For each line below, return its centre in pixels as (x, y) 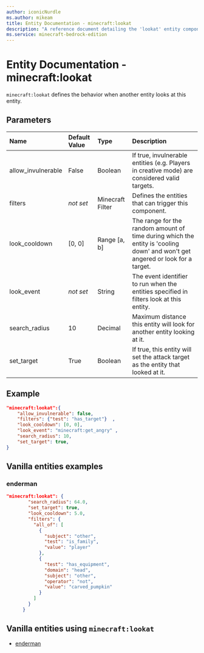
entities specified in (160, 291)
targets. (143, 185)
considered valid (156, 178)
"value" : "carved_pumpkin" (79, 587)
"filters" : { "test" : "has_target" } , (66, 419)
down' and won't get (161, 251)
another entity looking (163, 331)
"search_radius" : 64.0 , (58, 502)
